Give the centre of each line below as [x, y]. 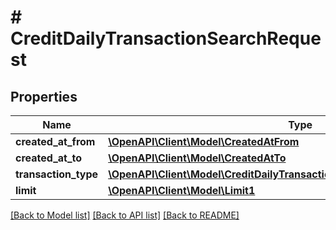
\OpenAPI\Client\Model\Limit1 [182, 190]
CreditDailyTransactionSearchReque [166, 38]
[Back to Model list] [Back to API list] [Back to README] [125, 215]
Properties [44, 96]
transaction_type [57, 174]
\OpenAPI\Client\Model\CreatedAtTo [197, 158]
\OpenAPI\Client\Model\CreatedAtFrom [204, 141]
